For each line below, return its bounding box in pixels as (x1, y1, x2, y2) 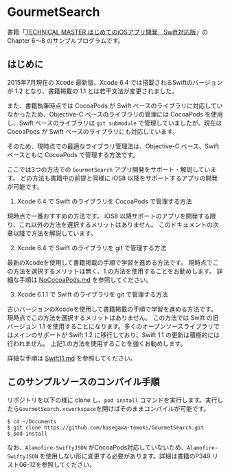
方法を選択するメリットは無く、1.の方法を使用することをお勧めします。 (12, 267, 216, 275)
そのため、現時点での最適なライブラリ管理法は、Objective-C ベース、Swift (7, 142, 220, 150)
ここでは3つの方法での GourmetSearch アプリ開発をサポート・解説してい (7, 165, 211, 173)
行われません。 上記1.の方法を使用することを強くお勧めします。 (7, 339, 187, 347)
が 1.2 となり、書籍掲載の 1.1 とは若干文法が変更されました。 (7, 87, 179, 95)
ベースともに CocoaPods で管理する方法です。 (7, 150, 139, 159)
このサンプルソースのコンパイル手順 (7, 376, 160, 388)
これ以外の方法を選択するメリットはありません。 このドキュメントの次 (19, 220, 219, 228)
